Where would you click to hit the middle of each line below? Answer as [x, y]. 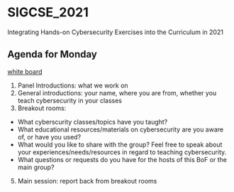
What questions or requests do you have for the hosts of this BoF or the [122, 159]
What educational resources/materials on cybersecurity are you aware [121, 129]
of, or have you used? [49, 137]
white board [25, 71]
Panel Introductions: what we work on [73, 85]
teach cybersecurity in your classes [70, 100]
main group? [36, 167]
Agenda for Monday [52, 54]
